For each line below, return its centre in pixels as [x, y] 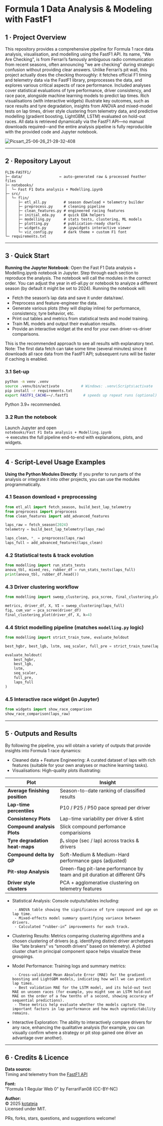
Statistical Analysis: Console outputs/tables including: [66, 900]
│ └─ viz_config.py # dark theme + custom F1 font [66, 232]
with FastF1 [28, 19]
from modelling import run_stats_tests [45, 565]
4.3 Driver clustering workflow [42, 587]
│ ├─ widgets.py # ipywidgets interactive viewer [68, 228]
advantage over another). [37, 1038]
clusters [17, 889]
